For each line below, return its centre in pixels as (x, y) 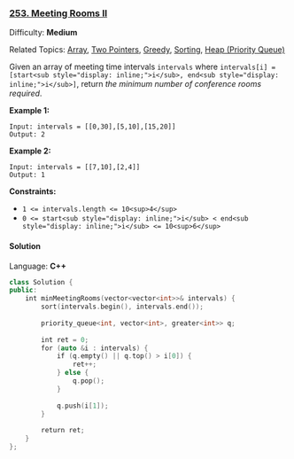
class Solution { (41, 282)
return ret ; (63, 431)
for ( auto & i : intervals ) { (95, 348)
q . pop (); (88, 381)
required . (26, 93)
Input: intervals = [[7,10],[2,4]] (75, 167)
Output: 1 (27, 175)
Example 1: (30, 111)
